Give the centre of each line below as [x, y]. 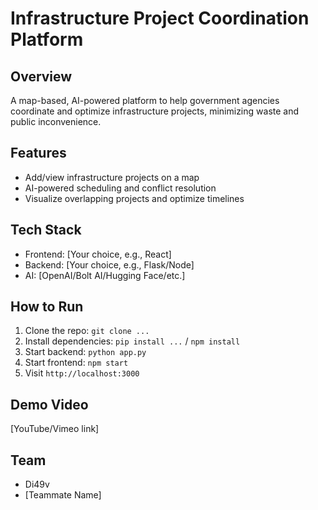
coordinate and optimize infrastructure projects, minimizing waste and [155, 111]
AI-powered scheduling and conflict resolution [120, 188]
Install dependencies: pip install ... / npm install [132, 341]
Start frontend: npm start [76, 363]
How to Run [47, 307]
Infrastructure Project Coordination [160, 18]
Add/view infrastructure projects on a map [112, 177]
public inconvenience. [56, 121]
